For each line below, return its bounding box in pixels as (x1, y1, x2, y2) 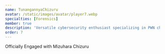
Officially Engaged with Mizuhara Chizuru (5, 44, 89, 49)
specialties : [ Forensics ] (5, 16, 58, 21)
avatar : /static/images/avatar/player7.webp (5, 12, 98, 17)
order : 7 (5, 30, 23, 35)
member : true (5, 21, 32, 26)
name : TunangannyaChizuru (5, 7, 58, 12)
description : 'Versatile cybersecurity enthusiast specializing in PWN (5, 26, 155, 30)
